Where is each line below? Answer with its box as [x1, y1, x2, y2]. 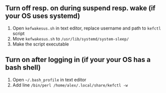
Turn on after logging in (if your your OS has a [5, 55, 151, 64]
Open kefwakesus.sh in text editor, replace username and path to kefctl [12, 25, 161, 31]
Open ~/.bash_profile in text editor [12, 76, 87, 82]
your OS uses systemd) [5, 12, 80, 20]
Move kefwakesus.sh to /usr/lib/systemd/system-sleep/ [12, 35, 129, 41]
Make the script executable [12, 41, 69, 47]
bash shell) [5, 63, 41, 72]
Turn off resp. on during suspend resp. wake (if [5, 4, 156, 12]
